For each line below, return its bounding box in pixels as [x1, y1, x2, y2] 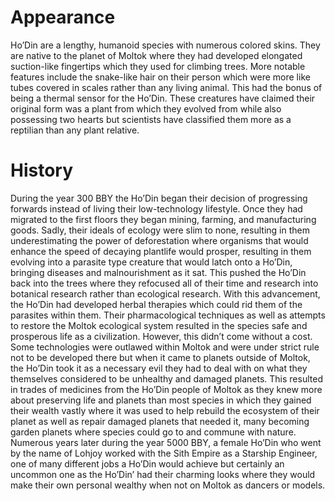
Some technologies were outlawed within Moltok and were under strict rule [10, 341, 320, 353]
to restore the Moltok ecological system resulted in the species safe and [10, 319, 308, 331]
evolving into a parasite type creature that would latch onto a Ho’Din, [10, 256, 293, 268]
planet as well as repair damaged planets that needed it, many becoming [10, 415, 310, 427]
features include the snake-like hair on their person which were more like [10, 71, 311, 83]
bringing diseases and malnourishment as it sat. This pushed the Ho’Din [10, 266, 307, 278]
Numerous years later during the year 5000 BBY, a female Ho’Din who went [10, 436, 322, 448]
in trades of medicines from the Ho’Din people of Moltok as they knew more [10, 383, 323, 395]
